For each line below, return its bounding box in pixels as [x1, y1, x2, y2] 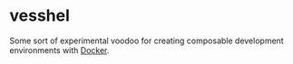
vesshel [9, 5, 71, 26]
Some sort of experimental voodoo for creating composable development [9, 35, 284, 46]
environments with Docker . [9, 44, 110, 55]
